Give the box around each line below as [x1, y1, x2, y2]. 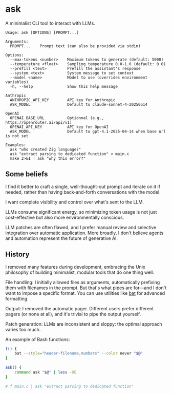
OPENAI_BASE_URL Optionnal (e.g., [10, 115, 104, 121]
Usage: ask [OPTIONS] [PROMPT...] [5, 30, 79, 35]
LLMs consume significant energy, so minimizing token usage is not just [5, 209, 157, 215]
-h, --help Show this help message [10, 84, 118, 89]
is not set [5, 133, 29, 139]
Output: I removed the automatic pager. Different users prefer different [5, 305, 154, 311]
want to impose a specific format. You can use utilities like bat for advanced [5, 290, 165, 296]
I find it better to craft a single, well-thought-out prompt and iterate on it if [5, 183, 160, 190]
